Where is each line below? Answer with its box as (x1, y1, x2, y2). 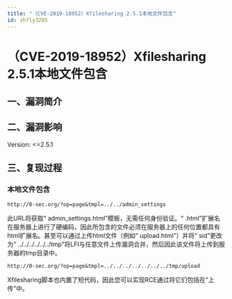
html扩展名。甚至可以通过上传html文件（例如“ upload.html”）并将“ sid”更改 (7, 231, 222, 239)
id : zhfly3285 (7, 17, 49, 24)
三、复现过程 (7, 162, 63, 174)
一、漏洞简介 (7, 96, 63, 108)
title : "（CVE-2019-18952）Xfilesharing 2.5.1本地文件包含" (7, 10, 176, 17)
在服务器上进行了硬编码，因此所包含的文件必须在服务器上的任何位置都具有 (7, 223, 220, 231)
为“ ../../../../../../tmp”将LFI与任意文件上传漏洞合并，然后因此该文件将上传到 (7, 240, 219, 248)
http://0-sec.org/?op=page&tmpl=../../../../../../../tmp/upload (7, 262, 200, 269)
